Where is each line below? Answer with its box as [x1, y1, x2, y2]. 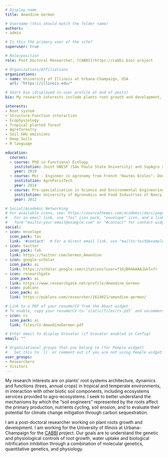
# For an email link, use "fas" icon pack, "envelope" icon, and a [5, 215, 153, 220]
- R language [5, 141, 32, 146]
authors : [5, 26, 23, 31]
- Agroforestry [5, 127, 37, 132]
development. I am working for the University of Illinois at [5, 425, 123, 431]
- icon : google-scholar [5, 257, 55, 263]
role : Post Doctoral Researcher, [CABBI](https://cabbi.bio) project [5, 58, 153, 63]
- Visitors [5, 364, 28, 369]
